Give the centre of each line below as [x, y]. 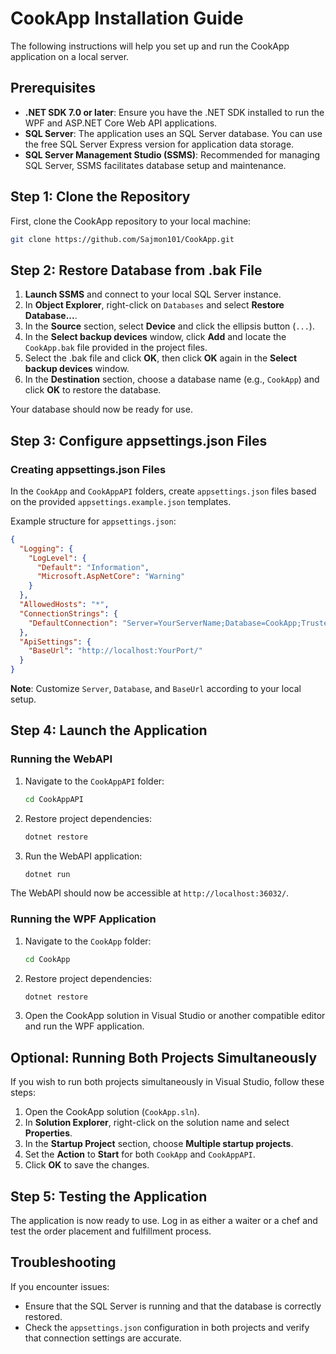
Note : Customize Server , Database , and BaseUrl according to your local [156, 689]
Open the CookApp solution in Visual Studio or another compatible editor [175, 1016]
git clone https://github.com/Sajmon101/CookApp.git [122, 239]
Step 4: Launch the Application [109, 730]
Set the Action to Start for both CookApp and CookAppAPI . [140, 1154]
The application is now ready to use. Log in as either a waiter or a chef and [164, 1221]
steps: [23, 1093]
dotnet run [47, 874]
